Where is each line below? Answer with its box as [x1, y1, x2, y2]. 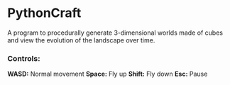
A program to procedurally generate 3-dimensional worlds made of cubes [7, 28, 224, 37]
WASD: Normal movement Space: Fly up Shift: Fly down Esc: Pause [7, 69, 208, 79]
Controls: [7, 53, 40, 63]
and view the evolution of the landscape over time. [7, 35, 155, 44]
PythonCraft [7, 5, 82, 21]
